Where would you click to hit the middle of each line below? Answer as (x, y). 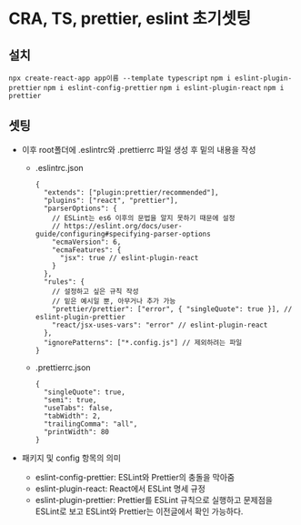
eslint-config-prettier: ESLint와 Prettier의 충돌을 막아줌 (135, 477)
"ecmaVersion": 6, (87, 242)
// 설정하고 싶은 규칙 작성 (95, 291)
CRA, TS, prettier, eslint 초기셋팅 (130, 19)
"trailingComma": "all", (90, 424)
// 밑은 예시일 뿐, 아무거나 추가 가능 (114, 301)
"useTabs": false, (78, 408)
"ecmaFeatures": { (87, 250)
